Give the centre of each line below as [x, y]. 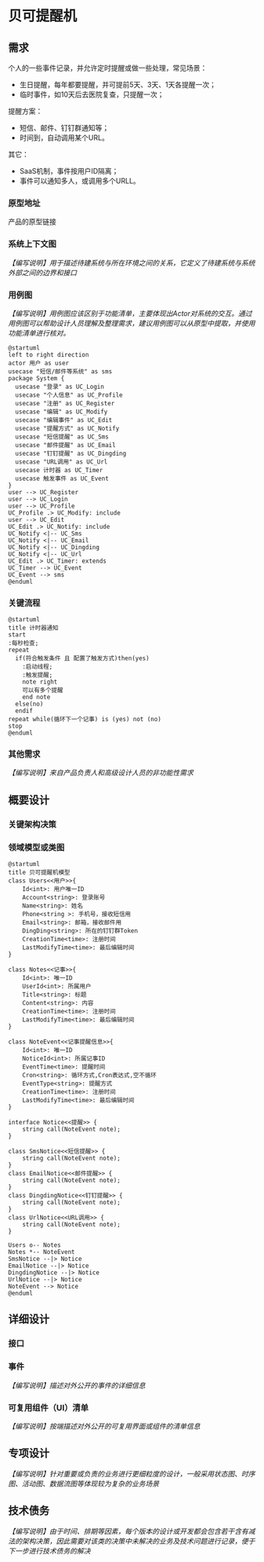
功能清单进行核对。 [39, 333]
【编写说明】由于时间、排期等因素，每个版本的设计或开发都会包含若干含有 [128, 1531]
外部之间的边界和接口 [42, 273]
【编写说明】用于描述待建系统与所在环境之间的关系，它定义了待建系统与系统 [132, 262]
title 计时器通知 [33, 628]
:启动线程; [38, 667]
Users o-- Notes [34, 1245]
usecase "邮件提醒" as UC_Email [65, 445]
